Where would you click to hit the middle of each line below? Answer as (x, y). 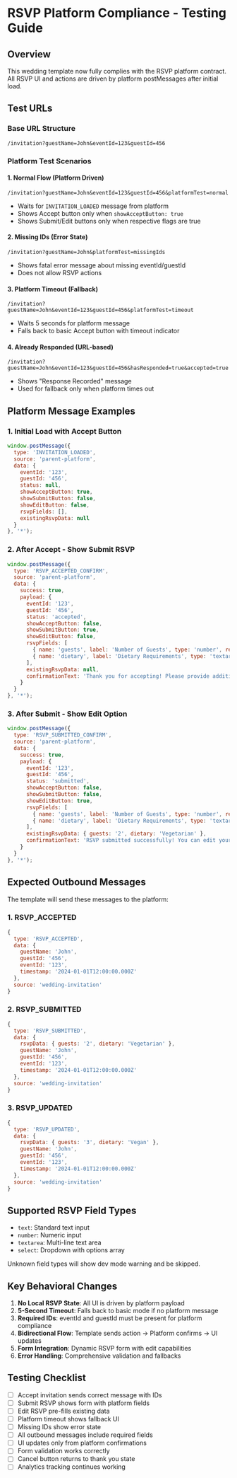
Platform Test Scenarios (49, 161)
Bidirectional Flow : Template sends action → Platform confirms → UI (117, 1333)
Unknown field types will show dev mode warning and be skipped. (104, 1264)
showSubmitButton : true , (62, 630)
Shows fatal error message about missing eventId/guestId (102, 265)
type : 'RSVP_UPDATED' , (47, 1129)
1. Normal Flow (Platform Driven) (56, 178)
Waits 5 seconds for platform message (74, 323)
